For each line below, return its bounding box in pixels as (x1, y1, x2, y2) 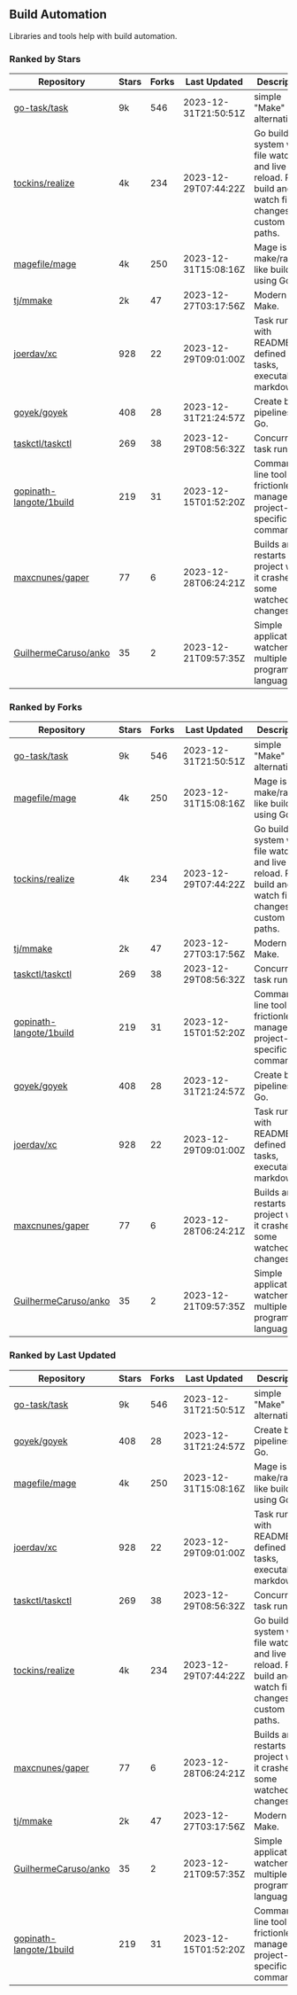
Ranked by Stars (9, 52, 81, 65)
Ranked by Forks (9, 701, 82, 713)
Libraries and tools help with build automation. (9, 30, 178, 41)
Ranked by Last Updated (9, 1349, 117, 1361)
